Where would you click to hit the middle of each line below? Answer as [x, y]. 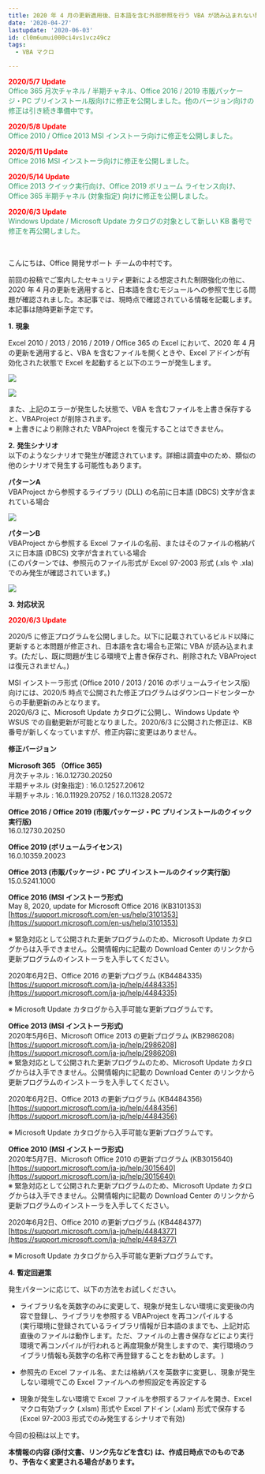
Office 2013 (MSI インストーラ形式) [66, 1026]
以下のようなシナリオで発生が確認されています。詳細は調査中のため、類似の [132, 455]
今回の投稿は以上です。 [46, 1435]
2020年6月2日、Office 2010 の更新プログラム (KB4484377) [105, 1222]
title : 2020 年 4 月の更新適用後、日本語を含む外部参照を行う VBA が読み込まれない [131, 15]
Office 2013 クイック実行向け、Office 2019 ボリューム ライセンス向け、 [124, 186]
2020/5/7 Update [37, 81]
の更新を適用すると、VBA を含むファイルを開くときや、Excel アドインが [126, 353]
